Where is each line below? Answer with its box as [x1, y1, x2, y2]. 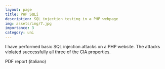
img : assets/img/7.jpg [5, 21, 52, 26]
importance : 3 [5, 26, 35, 31]
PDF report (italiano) [5, 59, 46, 64]
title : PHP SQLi [5, 12, 39, 17]
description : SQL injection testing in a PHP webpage [5, 16, 119, 21]
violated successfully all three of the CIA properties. [5, 49, 111, 55]
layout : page [5, 7, 32, 12]
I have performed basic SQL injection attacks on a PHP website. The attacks [5, 44, 161, 49]
